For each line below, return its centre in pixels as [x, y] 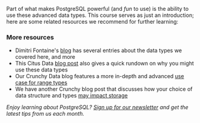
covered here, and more [45, 57]
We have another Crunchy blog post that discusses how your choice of [104, 89]
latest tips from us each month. [45, 114]
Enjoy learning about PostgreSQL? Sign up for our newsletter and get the [98, 107]
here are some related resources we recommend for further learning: [92, 22]
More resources [30, 37]
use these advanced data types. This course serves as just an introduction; [100, 15]
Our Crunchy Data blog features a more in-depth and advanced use [99, 76]
